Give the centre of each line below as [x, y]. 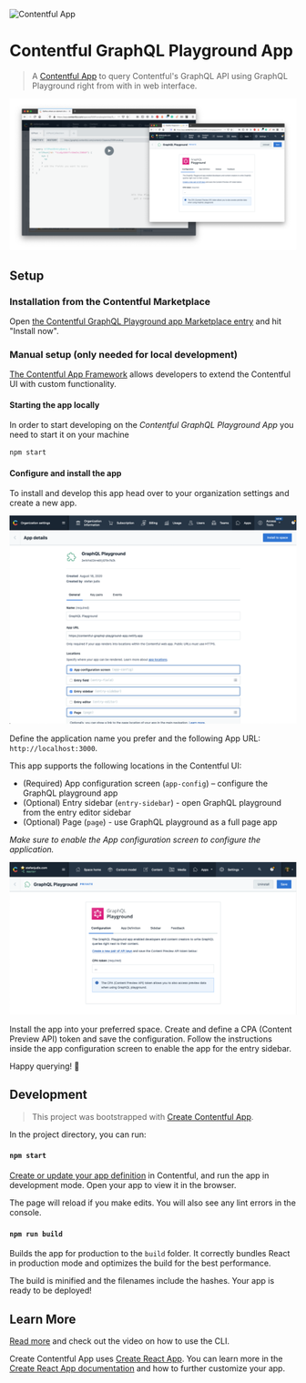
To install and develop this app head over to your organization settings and [149, 493]
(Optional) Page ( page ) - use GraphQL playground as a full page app [150, 822]
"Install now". [34, 330]
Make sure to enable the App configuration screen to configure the [135, 839]
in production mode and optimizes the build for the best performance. [140, 1263]
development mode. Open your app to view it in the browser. [123, 1185]
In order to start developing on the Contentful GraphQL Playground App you [152, 425]
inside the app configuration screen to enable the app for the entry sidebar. [150, 1048]
